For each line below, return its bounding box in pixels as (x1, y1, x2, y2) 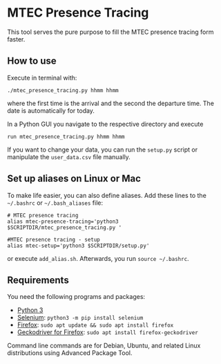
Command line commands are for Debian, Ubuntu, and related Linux (7, 341, 201, 350)
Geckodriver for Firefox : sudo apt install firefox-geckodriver (17, 328, 198, 336)
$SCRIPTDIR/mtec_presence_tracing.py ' (7, 224, 122, 231)
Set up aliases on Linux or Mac (7, 173, 142, 185)
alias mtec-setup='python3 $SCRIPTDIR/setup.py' (7, 242, 150, 249)
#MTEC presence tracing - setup (7, 236, 100, 243)
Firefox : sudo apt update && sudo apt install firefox (17, 320, 174, 329)
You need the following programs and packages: (7, 293, 146, 301)
